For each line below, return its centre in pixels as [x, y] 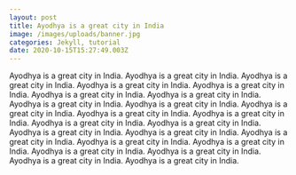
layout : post [33, 17]
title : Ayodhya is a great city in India [87, 26]
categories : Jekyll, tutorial [65, 42]
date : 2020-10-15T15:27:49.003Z [69, 51]
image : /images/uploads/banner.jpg [75, 34]
